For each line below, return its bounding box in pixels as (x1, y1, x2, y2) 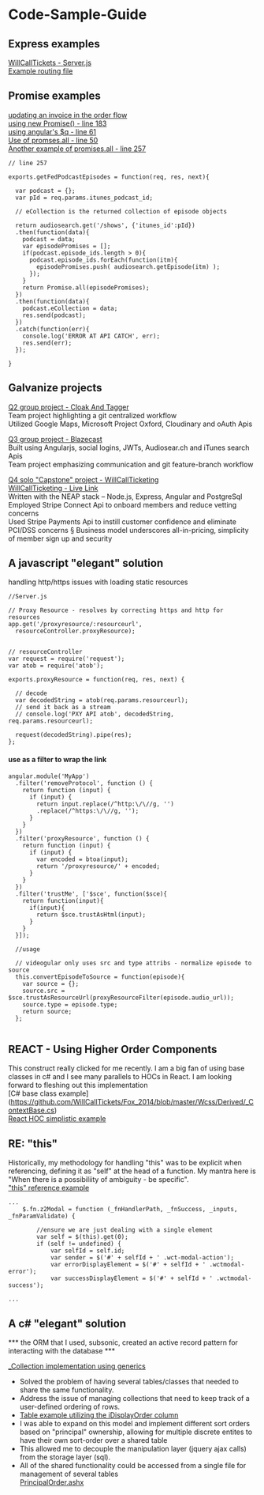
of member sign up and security (8, 534, 113, 543)
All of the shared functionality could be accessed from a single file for (19, 1461, 247, 1470)
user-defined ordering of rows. (19, 1402, 121, 1412)
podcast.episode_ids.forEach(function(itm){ (28, 255, 178, 264)
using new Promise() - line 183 (8, 119, 107, 128)
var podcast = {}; (15, 187, 76, 194)
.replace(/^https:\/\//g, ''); (36, 806, 139, 815)
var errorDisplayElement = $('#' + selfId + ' (50, 1261, 206, 1269)
